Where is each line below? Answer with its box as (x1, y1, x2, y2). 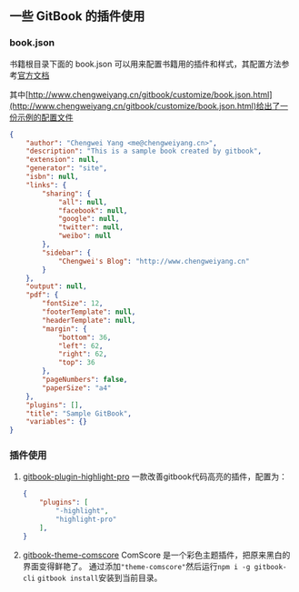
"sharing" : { (42, 189, 92, 198)
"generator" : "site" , (25, 164, 107, 173)
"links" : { (25, 180, 67, 189)
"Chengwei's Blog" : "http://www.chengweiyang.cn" (57, 256, 250, 266)
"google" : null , (57, 215, 120, 224)
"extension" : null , (25, 156, 100, 165)
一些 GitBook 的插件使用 (9, 8, 145, 25)
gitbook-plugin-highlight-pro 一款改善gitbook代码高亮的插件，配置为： (22, 471, 288, 482)
